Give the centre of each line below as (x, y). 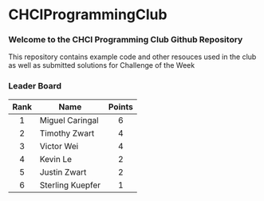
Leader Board (35, 86)
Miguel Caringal (69, 120)
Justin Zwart (63, 171)
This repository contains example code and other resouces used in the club (132, 57)
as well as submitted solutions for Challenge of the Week (102, 65)
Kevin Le (56, 159)
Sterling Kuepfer (70, 185)
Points (120, 107)
